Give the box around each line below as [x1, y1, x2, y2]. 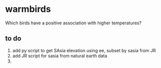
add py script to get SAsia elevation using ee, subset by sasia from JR [12, 47, 156, 53]
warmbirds [5, 3, 51, 15]
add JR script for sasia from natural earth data [12, 53, 107, 59]
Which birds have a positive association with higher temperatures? [5, 20, 142, 26]
